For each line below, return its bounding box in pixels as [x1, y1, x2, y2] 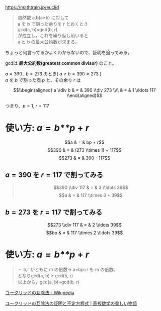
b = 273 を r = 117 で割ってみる [5, 208, 103, 217]
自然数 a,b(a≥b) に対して [17, 15, 69, 21]
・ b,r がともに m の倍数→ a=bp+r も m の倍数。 [17, 266, 118, 272]
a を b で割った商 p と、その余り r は [5, 77, 82, 83]
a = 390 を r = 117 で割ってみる [5, 171, 103, 179]
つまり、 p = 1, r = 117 [5, 103, 49, 109]
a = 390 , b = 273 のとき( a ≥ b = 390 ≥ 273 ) [5, 71, 102, 77]
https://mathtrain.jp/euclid [5, 5, 59, 10]
